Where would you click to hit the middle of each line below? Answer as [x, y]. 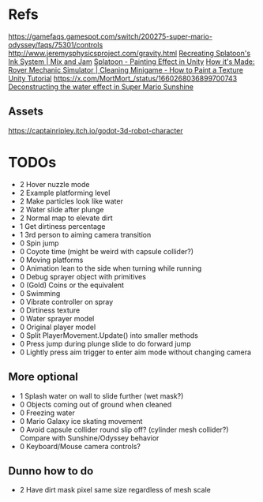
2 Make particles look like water [71, 201]
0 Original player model [58, 327]
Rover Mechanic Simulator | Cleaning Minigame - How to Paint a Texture [126, 69]
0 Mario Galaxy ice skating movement [81, 421]
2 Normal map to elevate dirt [66, 218]
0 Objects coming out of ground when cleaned [96, 404]
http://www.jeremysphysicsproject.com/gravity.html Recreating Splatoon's [130, 53]
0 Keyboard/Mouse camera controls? [80, 446]
